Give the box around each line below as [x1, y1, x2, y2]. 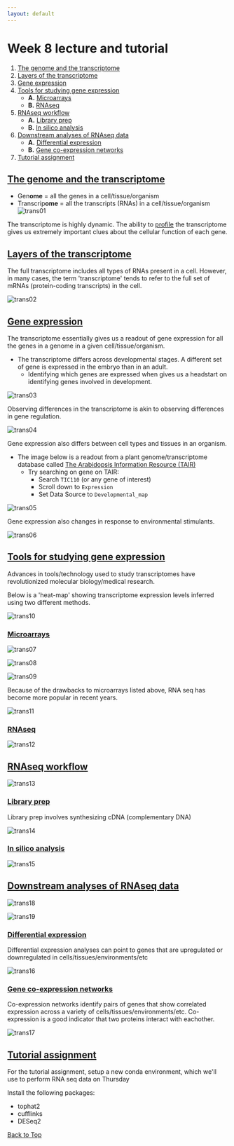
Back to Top [7, 1131, 42, 1139]
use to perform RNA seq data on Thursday [7, 1075, 130, 1084]
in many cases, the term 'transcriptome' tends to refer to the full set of [7, 274, 210, 282]
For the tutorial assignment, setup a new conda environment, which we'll [7, 1067, 217, 1076]
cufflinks [17, 1110, 43, 1118]
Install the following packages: [7, 1089, 95, 1097]
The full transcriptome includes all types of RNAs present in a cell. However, [7, 267, 227, 275]
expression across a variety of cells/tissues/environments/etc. [7, 1007, 187, 1016]
